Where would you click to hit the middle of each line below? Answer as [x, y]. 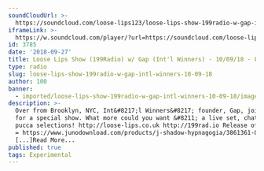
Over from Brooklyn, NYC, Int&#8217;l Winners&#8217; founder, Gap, [130, 111]
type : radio [27, 67]
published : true [35, 147]
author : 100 [27, 81]
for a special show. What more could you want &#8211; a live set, [128, 118]
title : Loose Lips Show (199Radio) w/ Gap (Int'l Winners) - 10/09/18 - [130, 60]
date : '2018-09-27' [40, 52]
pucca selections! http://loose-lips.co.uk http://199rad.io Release [131, 125]
